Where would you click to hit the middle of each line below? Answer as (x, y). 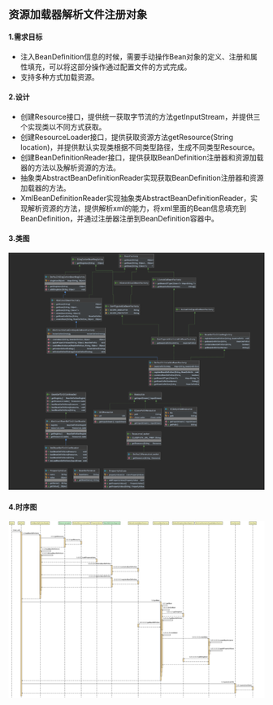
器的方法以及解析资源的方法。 (70, 167)
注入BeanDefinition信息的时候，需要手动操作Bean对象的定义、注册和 (135, 56)
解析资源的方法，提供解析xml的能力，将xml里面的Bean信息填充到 (136, 208)
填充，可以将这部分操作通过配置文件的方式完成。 (109, 67)
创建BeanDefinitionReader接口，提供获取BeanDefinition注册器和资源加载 (142, 157)
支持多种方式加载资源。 (59, 77)
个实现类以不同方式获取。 (63, 127)
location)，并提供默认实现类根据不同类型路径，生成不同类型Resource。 (140, 147)
